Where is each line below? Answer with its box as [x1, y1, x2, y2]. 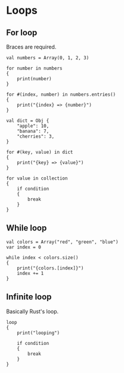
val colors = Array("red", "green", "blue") [6, 239, 119, 245]
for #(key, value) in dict [6, 149, 73, 155]
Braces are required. [6, 43, 57, 50]
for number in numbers [6, 65, 63, 71]
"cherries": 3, [17, 134, 55, 140]
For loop [6, 28, 38, 38]
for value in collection [6, 175, 68, 181]
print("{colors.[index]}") [17, 265, 84, 271]
